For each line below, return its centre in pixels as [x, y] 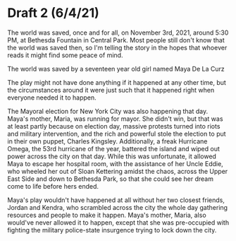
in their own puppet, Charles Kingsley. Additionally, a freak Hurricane [107, 141]
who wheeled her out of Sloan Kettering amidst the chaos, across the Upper [118, 171]
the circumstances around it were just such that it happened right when [111, 90]
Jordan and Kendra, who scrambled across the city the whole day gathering [117, 207]
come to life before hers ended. [53, 186]
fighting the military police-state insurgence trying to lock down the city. [112, 230]
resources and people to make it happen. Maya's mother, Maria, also [107, 215]
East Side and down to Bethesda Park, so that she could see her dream [110, 179]
